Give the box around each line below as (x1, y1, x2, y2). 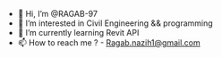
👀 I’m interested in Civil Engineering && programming (17, 18, 213, 28)
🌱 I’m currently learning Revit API (17, 28, 140, 37)
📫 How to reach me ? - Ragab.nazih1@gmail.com (17, 37, 201, 48)
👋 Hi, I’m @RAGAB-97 (17, 9, 98, 19)
